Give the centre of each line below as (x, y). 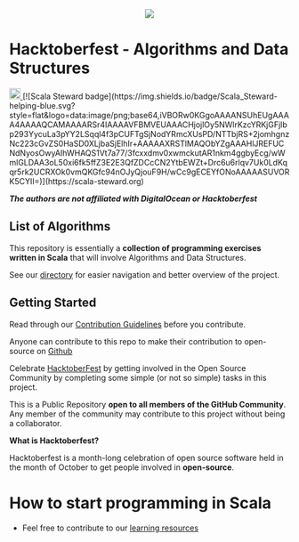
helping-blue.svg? (42, 105)
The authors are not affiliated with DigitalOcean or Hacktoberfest (133, 198)
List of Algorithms (60, 227)
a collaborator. (36, 423)
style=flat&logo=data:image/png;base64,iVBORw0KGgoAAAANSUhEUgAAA (149, 115)
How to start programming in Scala (140, 503)
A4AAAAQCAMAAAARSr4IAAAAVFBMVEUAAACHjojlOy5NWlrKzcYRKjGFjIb (148, 125)
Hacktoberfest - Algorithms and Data (149, 49)
